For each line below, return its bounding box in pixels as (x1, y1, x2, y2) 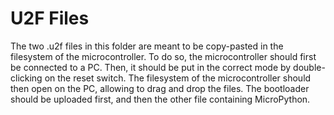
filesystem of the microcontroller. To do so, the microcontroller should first (10, 50, 317, 62)
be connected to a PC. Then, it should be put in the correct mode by (10, 61, 292, 73)
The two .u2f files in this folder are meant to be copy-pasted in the (10, 40, 284, 52)
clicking (10, 72, 43, 84)
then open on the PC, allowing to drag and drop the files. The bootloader (10, 82, 310, 94)
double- (293, 61, 326, 73)
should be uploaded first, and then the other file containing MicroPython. (10, 93, 311, 105)
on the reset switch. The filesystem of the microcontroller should (44, 72, 312, 84)
